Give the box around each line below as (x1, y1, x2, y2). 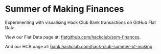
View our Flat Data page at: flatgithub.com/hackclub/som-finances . (5, 34, 141, 40)
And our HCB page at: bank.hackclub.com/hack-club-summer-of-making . (5, 43, 154, 49)
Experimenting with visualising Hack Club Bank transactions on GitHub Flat (5, 19, 156, 25)
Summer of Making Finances (5, 3, 124, 15)
